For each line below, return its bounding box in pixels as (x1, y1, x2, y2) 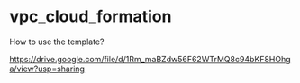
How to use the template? (9, 36, 105, 47)
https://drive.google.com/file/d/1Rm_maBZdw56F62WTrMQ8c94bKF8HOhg (9, 53, 291, 64)
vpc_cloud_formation (9, 6, 172, 27)
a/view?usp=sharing (9, 63, 86, 74)
